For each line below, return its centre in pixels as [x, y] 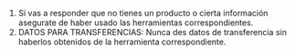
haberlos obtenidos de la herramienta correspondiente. [122, 42]
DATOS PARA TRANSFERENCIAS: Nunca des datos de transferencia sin [153, 32]
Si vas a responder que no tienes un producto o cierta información [143, 13]
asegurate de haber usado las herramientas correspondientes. [136, 23]
